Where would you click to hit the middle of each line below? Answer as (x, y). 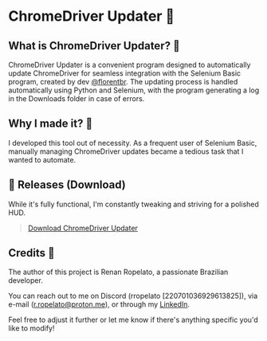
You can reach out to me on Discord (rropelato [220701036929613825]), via (133, 296)
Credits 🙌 (32, 253)
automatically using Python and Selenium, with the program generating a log (134, 90)
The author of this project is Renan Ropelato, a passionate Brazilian (118, 272)
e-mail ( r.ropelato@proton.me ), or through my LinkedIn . (99, 304)
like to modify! (31, 328)
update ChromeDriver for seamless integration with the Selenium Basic (125, 73)
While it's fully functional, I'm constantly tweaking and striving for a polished (133, 204)
